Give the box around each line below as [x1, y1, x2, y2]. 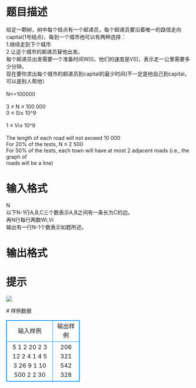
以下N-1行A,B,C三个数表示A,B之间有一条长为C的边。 [6, 209, 134, 216]
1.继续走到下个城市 [6, 41, 51, 48]
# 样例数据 [6, 307, 32, 314]
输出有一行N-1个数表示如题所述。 [6, 223, 87, 231]
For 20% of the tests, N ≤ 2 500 [6, 140, 84, 147]
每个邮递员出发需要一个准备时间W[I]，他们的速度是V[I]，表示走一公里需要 [6, 55, 185, 63]
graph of [6, 153, 28, 160]
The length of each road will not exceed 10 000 [6, 134, 121, 142]
